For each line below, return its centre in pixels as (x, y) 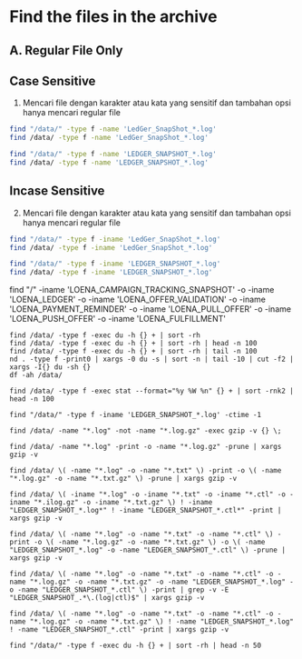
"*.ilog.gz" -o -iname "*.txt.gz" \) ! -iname (123, 503)
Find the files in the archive (113, 17)
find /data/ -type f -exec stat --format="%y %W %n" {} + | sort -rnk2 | (152, 391)
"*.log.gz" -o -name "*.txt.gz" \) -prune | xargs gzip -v (123, 479)
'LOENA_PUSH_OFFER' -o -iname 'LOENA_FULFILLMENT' (118, 319)
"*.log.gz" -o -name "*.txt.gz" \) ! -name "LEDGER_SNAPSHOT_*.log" (162, 622)
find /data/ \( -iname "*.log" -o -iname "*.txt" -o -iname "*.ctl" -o (147, 494)
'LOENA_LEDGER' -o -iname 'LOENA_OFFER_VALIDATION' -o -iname (137, 300)
